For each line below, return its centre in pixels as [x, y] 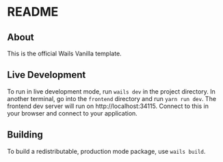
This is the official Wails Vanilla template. [64, 53]
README [33, 12]
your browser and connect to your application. [73, 113]
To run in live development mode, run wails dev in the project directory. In [111, 91]
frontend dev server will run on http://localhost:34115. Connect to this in [108, 106]
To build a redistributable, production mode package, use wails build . [106, 151]
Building [25, 135]
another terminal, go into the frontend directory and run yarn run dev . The [112, 98]
